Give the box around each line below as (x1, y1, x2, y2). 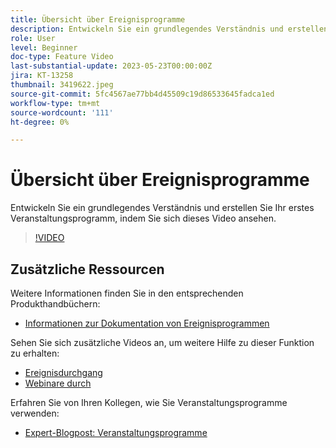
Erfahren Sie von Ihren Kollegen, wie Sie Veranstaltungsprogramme (10, 397, 288, 408)
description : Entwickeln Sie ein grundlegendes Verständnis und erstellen (10, 24, 329, 34)
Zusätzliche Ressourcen (10, 261, 165, 278)
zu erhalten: (10, 347, 60, 359)
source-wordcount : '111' (10, 107, 114, 118)
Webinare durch (24, 377, 92, 389)
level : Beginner (10, 42, 78, 53)
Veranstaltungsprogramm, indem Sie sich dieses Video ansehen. (10, 212, 277, 225)
